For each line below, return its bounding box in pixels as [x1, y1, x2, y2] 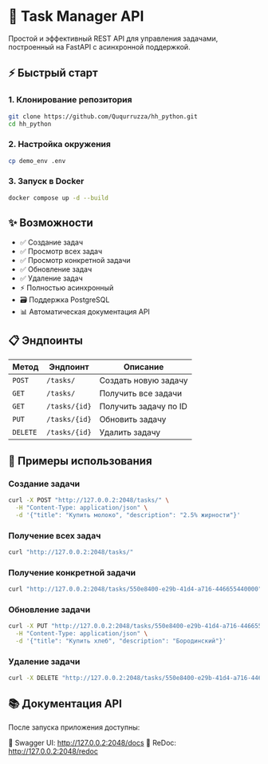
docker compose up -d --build [8, 193, 109, 202]
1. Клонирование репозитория [8, 94, 132, 105]
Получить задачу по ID [99, 401, 187, 412]
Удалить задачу [99, 427, 161, 438]
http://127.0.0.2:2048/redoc [8, 746, 98, 756]
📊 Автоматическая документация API [19, 307, 150, 316]
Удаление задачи [8, 655, 81, 667]
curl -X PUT [8, 623, 48, 631]
